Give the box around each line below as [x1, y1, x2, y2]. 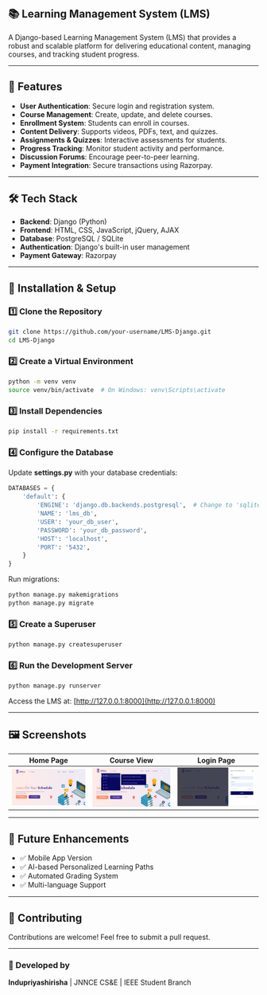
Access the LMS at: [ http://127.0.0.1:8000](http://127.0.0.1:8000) [8, 696, 216, 706]
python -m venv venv [8, 378, 77, 386]
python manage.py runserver [8, 682, 102, 690]
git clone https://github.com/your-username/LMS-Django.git [8, 328, 212, 336]
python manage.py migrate [8, 599, 94, 608]
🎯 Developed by [8, 959, 70, 970]
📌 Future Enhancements [8, 832, 130, 845]
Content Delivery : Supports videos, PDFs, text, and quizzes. [19, 127, 219, 136]
